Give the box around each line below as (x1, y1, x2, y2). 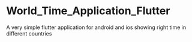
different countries (6, 30, 52, 37)
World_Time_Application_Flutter (6, 4, 170, 18)
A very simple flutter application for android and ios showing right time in (6, 24, 187, 31)
